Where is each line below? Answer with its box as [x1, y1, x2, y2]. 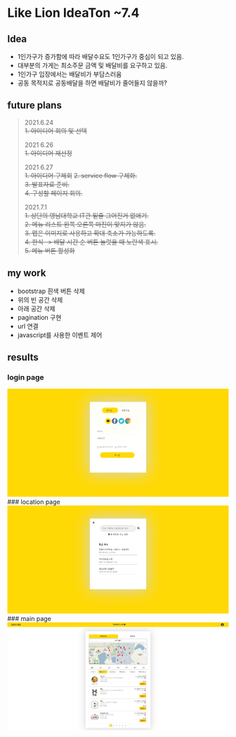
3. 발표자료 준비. [24, 180, 70, 188]
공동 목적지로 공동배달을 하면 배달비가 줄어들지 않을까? [17, 79, 167, 87]
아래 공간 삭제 [17, 304, 55, 313]
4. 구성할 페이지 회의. [24, 188, 83, 197]
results [7, 351, 39, 363]
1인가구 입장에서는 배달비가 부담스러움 [17, 70, 122, 78]
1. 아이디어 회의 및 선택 [24, 126, 88, 135]
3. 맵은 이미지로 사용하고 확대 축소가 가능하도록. [24, 228, 156, 237]
